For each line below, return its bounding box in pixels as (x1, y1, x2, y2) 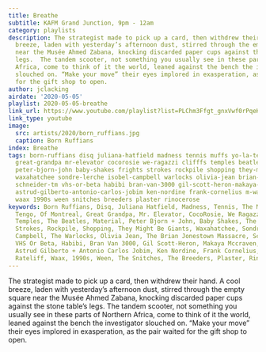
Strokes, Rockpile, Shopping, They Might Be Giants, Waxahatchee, (15, 225, 239, 233)
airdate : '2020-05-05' (8, 93, 83, 100)
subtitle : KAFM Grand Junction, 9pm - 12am (8, 19, 154, 27)
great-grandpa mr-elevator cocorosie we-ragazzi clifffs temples (15, 159, 236, 167)
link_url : (8, 108, 41, 115)
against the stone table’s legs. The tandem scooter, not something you (8, 301, 237, 311)
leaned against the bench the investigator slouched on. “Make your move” (8, 318, 250, 327)
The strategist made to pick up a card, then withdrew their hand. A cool (8, 276, 241, 286)
